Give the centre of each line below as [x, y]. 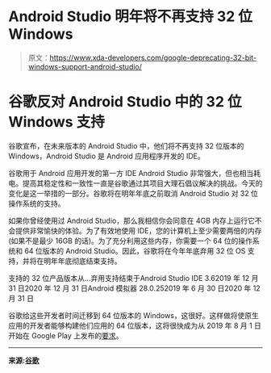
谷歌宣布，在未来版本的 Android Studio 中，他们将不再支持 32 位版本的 [126, 145]
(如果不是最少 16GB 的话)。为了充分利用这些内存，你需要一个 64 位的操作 [130, 241]
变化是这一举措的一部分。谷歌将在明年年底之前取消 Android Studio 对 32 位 [133, 193]
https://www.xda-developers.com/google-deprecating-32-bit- [153, 57]
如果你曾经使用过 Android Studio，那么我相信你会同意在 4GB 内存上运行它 [132, 220]
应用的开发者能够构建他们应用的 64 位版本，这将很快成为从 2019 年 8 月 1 [130, 325]
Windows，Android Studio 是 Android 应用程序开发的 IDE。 [106, 156]
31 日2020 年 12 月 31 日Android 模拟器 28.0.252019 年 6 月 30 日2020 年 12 [134, 288]
